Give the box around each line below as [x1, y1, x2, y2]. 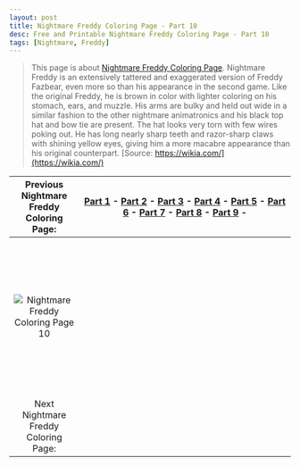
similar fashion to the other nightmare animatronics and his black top [30, 110, 284, 121]
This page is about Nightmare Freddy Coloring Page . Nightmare [30, 62, 266, 73]
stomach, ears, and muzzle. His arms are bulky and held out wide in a [30, 100, 287, 112]
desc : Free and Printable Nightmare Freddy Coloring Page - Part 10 [9, 29, 270, 38]
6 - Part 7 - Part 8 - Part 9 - [122, 206, 247, 219]
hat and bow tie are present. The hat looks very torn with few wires [30, 120, 279, 130]
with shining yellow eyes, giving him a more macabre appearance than [30, 138, 291, 149]
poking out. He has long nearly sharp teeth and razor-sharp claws [30, 129, 274, 139]
